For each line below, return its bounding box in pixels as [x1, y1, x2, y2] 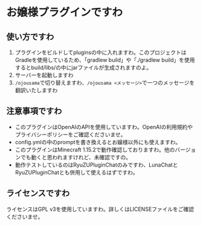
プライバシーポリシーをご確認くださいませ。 [14, 131, 127, 138]
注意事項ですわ [6, 106, 62, 116]
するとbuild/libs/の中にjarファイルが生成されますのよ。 [14, 64, 152, 71]
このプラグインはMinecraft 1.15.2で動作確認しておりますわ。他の [14, 146, 175, 153]
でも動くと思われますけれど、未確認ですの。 [20, 153, 132, 161]
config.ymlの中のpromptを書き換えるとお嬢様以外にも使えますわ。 [14, 138, 181, 145]
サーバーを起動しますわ [14, 71, 74, 79]
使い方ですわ [6, 32, 54, 42]
